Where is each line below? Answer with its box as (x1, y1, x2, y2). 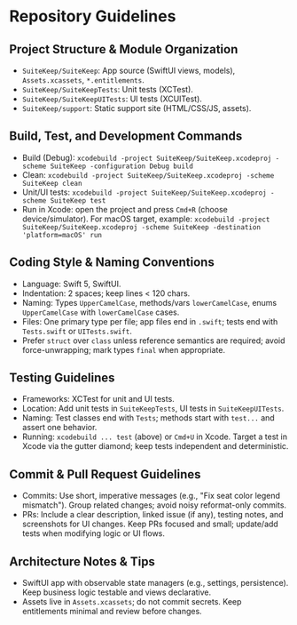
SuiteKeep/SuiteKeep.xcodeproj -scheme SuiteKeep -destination (21, 222, 262, 232)
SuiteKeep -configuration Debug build (50, 162, 193, 171)
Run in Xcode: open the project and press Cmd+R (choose (21, 204, 228, 214)
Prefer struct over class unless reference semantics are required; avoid (21, 335, 285, 346)
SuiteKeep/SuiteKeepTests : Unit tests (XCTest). (21, 84, 193, 94)
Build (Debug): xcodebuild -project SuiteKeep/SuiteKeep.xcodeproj (21, 152, 272, 163)
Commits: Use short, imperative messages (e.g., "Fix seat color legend (21, 491, 281, 501)
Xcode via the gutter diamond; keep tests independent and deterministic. (21, 441, 289, 452)
